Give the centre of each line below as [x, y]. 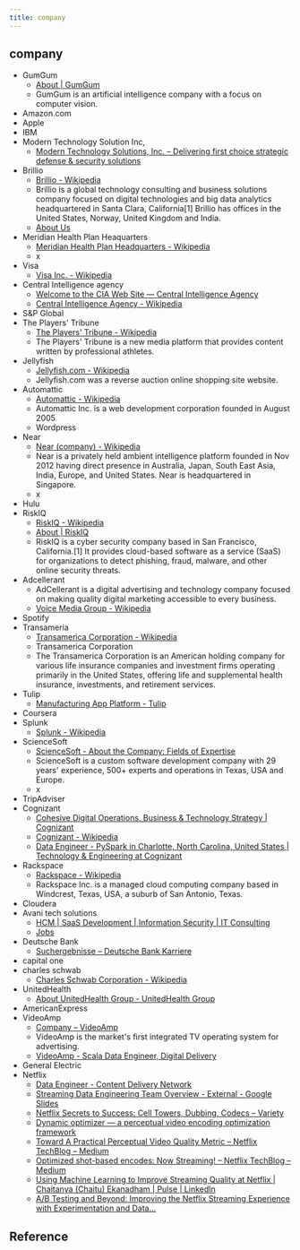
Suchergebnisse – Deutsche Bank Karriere [114, 952]
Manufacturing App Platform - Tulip [101, 703]
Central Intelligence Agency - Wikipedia [109, 304]
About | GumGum [68, 85]
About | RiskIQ [62, 532]
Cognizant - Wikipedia [77, 837]
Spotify [35, 618]
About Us [53, 228]
